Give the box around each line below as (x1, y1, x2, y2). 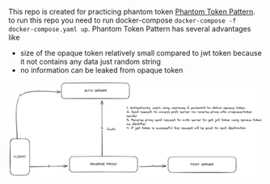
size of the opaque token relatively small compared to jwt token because (19, 48, 263, 57)
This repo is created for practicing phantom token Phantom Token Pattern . (8, 7, 256, 16)
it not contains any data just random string (19, 56, 162, 66)
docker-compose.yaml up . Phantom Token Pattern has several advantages (8, 24, 251, 33)
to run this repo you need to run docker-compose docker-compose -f (8, 15, 237, 25)
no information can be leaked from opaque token (19, 65, 184, 75)
